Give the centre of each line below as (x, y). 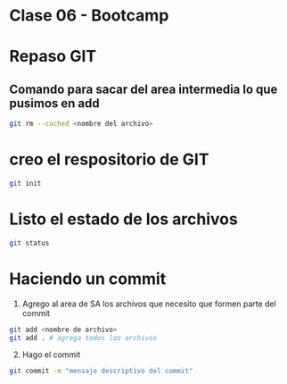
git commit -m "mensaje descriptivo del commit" (101, 371)
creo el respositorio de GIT (109, 159)
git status (29, 243)
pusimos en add (54, 103)
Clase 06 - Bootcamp (89, 16)
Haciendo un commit (88, 279)
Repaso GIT (53, 57)
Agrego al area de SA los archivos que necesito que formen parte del (149, 304)
